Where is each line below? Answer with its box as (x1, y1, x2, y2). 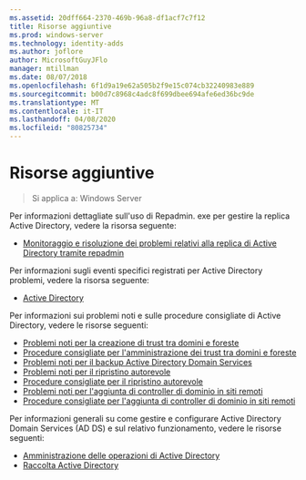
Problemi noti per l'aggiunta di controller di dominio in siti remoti (22, 385, 263, 396)
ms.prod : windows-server (9, 30, 104, 39)
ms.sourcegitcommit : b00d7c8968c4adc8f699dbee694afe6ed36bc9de (9, 89, 255, 98)
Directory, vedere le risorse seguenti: (9, 320, 148, 331)
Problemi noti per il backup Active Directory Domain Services (22, 356, 252, 367)
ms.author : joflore (9, 47, 84, 56)
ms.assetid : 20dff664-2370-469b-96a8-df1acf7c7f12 (9, 13, 206, 23)
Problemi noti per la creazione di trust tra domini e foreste (22, 337, 240, 348)
